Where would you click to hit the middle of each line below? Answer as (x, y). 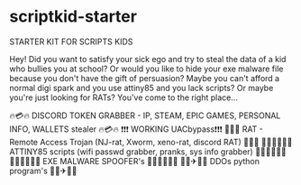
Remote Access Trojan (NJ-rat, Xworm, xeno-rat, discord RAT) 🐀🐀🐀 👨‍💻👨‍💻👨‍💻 (151, 142)
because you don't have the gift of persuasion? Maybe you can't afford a (145, 78)
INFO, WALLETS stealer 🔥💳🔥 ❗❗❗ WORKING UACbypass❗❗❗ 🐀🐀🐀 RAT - (137, 129)
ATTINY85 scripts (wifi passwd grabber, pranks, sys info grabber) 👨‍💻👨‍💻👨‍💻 (148, 152)
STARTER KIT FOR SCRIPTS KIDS (71, 42)
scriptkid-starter (73, 17)
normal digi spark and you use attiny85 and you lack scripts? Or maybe (141, 88)
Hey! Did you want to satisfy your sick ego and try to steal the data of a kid (148, 59)
